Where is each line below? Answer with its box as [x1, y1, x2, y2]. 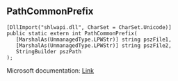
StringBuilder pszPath [15, 48, 81, 55]
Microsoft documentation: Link [6, 66, 95, 75]
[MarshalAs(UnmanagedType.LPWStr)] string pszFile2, [15, 42, 172, 49]
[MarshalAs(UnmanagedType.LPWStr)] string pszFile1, [15, 36, 172, 43]
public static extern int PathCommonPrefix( [6, 30, 138, 37]
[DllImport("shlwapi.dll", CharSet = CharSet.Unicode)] [6, 24, 172, 30]
